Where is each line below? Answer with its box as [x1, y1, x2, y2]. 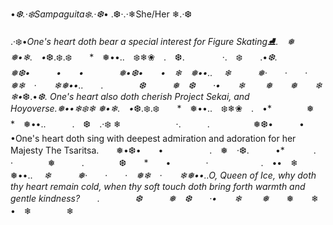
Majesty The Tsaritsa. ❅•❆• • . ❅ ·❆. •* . [10, 144, 317, 156]
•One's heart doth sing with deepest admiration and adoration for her [10, 133, 297, 144]
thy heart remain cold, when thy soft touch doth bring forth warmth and [10, 181, 306, 192]
